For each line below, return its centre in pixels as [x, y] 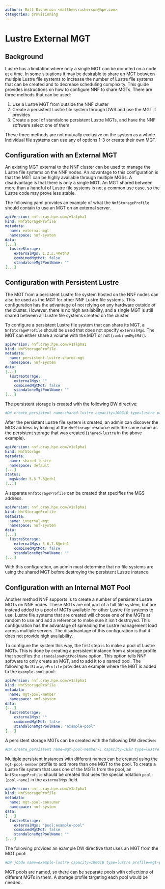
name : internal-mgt [29, 521]
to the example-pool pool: [30, 672]
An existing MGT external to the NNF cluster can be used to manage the [78, 167]
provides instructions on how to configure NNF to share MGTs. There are [79, 89]
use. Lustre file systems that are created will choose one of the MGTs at [78, 615]
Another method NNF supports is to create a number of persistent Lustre [79, 599]
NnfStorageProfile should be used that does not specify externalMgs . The [80, 330]
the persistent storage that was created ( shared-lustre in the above [74, 433]
